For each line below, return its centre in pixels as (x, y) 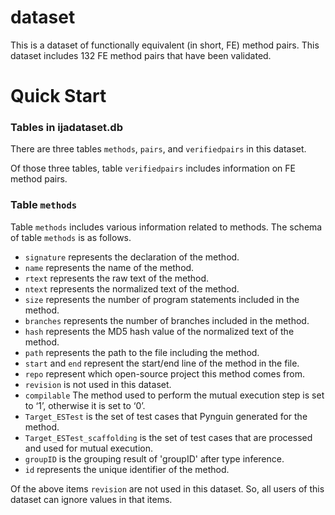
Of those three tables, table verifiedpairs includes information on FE (153, 168)
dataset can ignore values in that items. (91, 499)
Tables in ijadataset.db (66, 128)
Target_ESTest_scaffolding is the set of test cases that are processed (168, 437)
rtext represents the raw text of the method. (117, 278)
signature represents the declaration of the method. (132, 257)
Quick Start (58, 96)
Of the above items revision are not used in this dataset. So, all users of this (167, 488)
